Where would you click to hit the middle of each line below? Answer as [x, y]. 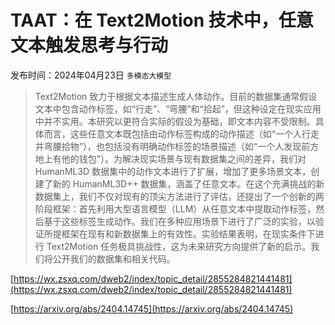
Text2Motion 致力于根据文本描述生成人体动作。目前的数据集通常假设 [176, 96]
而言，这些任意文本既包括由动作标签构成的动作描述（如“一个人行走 [181, 133]
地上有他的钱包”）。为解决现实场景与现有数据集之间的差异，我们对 [170, 158]
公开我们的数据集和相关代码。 [114, 258]
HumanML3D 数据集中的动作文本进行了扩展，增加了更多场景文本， [173, 171]
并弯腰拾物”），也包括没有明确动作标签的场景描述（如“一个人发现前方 [177, 146]
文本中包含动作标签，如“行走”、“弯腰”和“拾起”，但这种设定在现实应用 [178, 108]
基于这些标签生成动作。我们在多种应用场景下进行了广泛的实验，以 [179, 221]
